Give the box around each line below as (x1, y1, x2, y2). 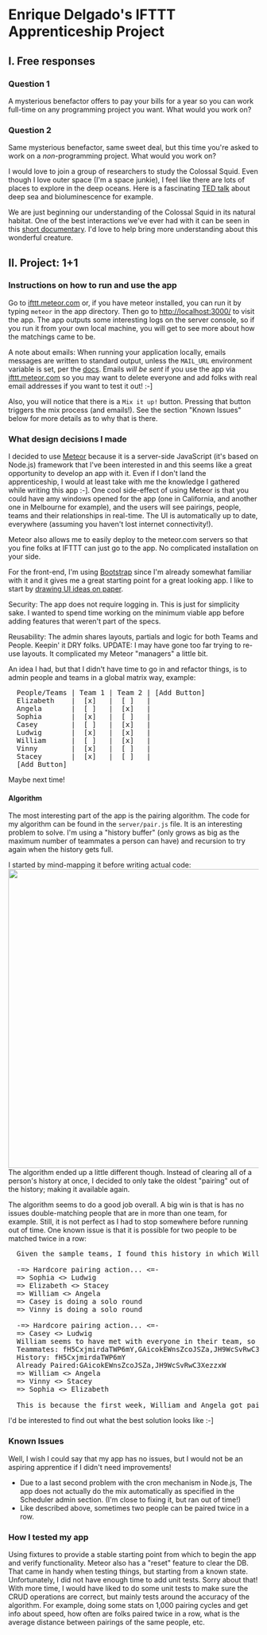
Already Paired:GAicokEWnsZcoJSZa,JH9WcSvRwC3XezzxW (16, 1361, 226, 1370)
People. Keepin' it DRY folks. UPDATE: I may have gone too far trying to (8, 640, 242, 650)
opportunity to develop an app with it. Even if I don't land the (8, 469, 207, 478)
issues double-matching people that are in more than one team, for (8, 1209, 228, 1218)
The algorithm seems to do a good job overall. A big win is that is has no (8, 1200, 245, 1209)
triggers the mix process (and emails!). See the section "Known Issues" (8, 405, 242, 415)
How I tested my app (8, 1531, 89, 1543)
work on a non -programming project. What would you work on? (8, 151, 217, 161)
